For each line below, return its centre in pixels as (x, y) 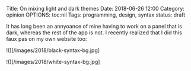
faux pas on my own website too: (47, 39)
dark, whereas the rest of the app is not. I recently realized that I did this (94, 33)
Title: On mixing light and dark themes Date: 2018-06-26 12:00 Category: (95, 9)
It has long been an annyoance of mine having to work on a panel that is (94, 26)
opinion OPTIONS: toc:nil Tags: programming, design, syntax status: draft (96, 15)
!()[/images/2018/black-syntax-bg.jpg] (53, 50)
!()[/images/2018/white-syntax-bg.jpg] (53, 62)
